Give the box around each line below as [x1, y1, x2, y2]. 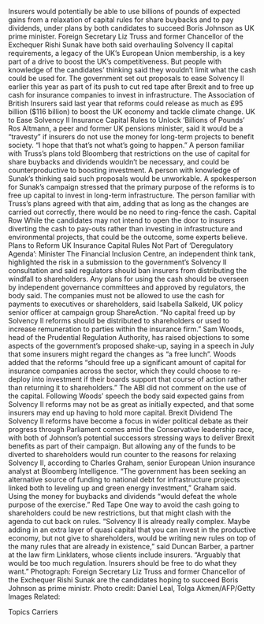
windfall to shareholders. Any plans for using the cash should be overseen [8, 275, 249, 283]
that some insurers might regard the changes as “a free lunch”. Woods [8, 349, 236, 359]
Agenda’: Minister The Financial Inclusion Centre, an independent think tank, [8, 249, 256, 258]
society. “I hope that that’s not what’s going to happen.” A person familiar [8, 141, 245, 150]
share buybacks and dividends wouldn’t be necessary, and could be [8, 157, 230, 166]
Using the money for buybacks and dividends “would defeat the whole [8, 492, 237, 500]
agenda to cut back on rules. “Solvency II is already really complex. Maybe [8, 517, 251, 526]
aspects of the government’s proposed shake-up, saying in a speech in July [8, 342, 255, 350]
